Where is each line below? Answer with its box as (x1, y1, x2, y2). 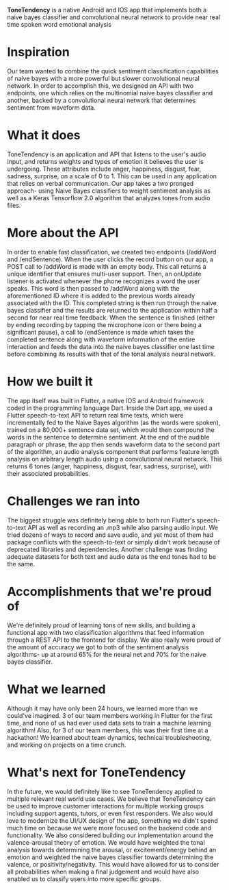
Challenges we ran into (7, 493, 140, 509)
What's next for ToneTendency (7, 765, 187, 780)
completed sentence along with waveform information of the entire (7, 335, 196, 344)
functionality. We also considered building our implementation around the (7, 831, 214, 839)
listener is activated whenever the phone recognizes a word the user (7, 277, 200, 285)
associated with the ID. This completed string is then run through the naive (7, 298, 217, 307)
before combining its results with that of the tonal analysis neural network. (7, 350, 216, 358)
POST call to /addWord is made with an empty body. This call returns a (7, 262, 206, 270)
